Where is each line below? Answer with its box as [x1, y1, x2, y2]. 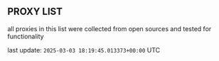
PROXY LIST [7, 6, 63, 18]
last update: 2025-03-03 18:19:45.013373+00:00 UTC [7, 45, 161, 54]
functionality [7, 32, 44, 40]
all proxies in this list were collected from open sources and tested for [7, 24, 212, 33]
